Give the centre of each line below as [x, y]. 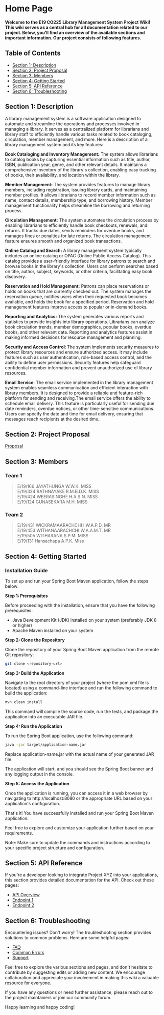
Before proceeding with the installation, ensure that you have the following [80, 605]
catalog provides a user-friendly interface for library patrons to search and [80, 261]
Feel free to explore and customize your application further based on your [80, 827]
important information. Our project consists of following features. [73, 38]
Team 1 [13, 475]
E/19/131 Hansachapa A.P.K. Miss [50, 541]
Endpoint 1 [23, 900]
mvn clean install [24, 702]
